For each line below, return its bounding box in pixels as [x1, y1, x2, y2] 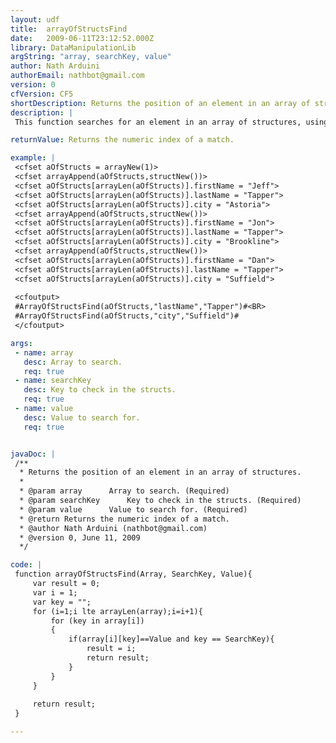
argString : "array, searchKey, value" [10, 52, 172, 62]
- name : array [14, 347, 74, 358]
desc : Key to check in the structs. [23, 385, 177, 395]
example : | [10, 153, 56, 163]
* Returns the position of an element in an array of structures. [19, 467, 302, 478]
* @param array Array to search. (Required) [19, 486, 230, 496]
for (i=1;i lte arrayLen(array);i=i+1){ [32, 606, 203, 616]
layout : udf [10, 14, 60, 25]
